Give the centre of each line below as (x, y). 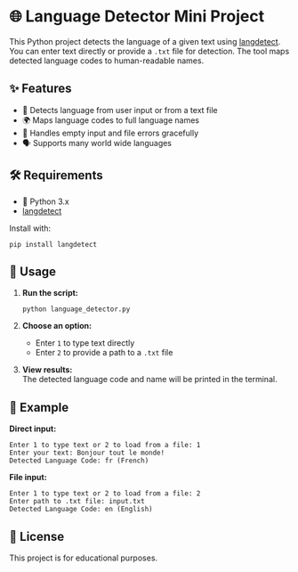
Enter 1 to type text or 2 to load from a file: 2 (105, 494)
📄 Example (39, 407)
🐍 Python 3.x (45, 201)
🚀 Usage (32, 271)
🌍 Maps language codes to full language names (111, 120)
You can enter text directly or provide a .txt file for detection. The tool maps (149, 51)
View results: (47, 370)
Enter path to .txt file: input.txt (77, 502)
